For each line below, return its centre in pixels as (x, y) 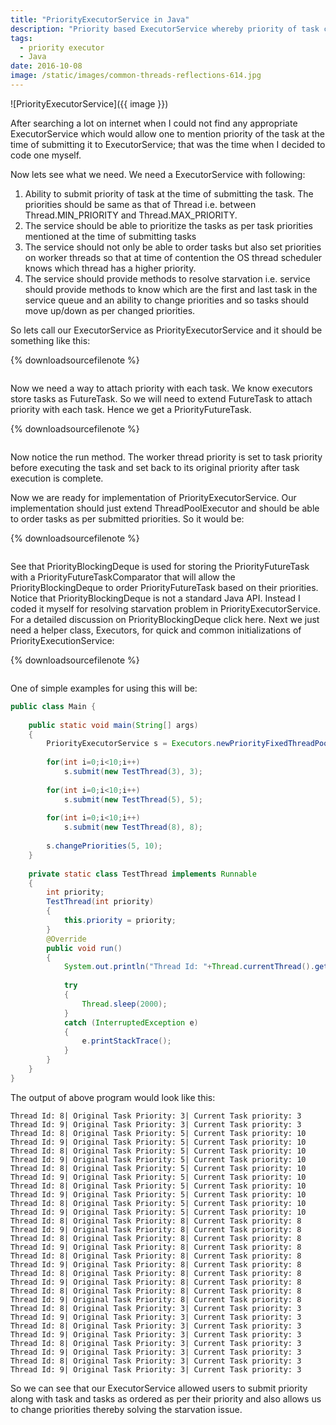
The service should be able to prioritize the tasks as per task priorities (168, 225)
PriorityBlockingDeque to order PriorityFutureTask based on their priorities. (164, 587)
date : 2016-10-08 (46, 66)
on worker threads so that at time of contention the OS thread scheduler (173, 257)
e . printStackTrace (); (126, 1041)
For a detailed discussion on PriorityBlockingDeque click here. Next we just (165, 619)
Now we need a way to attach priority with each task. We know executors (161, 388)
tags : (21, 38)
